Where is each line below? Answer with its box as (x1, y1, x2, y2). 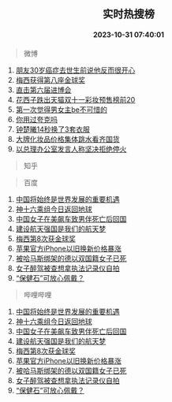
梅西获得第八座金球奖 (15, 75, 85, 84)
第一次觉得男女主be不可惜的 (15, 105, 108, 114)
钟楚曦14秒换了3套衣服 (15, 125, 91, 134)
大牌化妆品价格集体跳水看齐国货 (15, 134, 120, 143)
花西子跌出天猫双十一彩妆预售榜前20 (15, 95, 136, 104)
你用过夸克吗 (15, 114, 58, 124)
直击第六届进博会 (15, 85, 72, 95)
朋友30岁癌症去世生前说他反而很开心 (15, 65, 136, 75)
